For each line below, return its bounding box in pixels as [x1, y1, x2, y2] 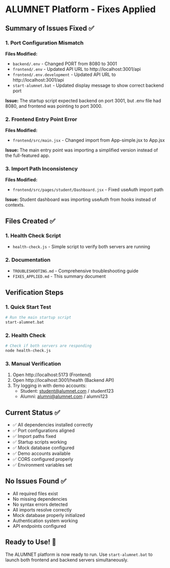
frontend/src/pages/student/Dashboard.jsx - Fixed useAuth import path [12, 187, 164, 193]
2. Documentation [5, 256, 51, 264]
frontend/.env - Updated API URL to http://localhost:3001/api [12, 66, 141, 72]
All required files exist [12, 490, 58, 497]
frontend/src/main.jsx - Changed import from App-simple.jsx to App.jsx [12, 137, 165, 143]
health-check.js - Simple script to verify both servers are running [12, 244, 151, 250]
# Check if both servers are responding [5, 343, 92, 349]
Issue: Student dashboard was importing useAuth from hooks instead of [5, 196, 156, 202]
